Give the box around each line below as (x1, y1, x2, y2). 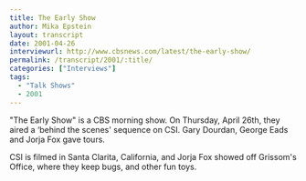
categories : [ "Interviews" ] (9, 65, 117, 74)
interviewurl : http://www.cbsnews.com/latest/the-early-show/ (9, 47, 251, 56)
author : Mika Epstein (9, 22, 92, 31)
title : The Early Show (9, 13, 96, 23)
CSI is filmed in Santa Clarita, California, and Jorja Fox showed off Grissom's (9, 151, 297, 162)
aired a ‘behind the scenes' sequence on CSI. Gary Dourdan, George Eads (9, 124, 289, 135)
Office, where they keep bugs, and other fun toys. (9, 161, 197, 172)
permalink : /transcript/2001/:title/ (9, 55, 153, 65)
